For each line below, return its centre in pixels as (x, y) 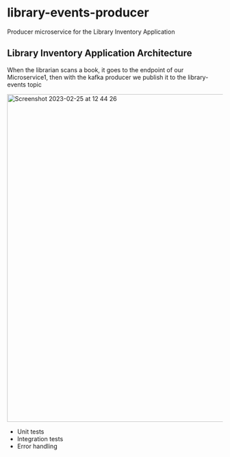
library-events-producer (78, 13)
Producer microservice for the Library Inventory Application (91, 32)
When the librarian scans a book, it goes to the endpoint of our (95, 69)
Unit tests (30, 432)
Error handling (37, 446)
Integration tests (40, 438)
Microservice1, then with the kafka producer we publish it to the (97, 77)
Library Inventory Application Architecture (100, 53)
